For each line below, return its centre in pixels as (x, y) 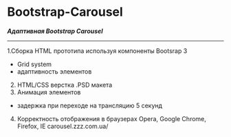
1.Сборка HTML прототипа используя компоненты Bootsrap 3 (97, 51)
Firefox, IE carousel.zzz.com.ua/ (63, 126)
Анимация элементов (49, 92)
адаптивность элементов (54, 71)
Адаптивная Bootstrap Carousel (55, 31)
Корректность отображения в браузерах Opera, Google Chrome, (111, 118)
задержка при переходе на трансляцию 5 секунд (90, 105)
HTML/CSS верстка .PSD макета (65, 85)
